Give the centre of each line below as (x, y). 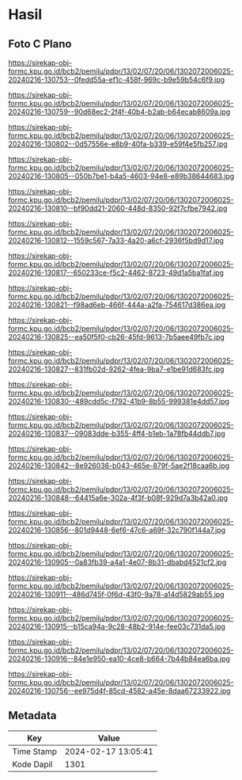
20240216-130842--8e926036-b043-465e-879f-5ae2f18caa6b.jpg (119, 466)
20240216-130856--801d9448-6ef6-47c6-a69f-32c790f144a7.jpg (117, 530)
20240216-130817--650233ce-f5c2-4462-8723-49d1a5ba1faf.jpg (116, 272)
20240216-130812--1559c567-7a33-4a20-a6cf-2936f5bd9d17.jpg (116, 240)
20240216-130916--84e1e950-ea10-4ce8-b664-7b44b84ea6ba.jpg (119, 658)
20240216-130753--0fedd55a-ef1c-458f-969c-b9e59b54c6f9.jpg (117, 80)
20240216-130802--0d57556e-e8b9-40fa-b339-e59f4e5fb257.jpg (118, 144)
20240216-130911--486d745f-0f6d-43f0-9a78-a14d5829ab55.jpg (116, 594)
